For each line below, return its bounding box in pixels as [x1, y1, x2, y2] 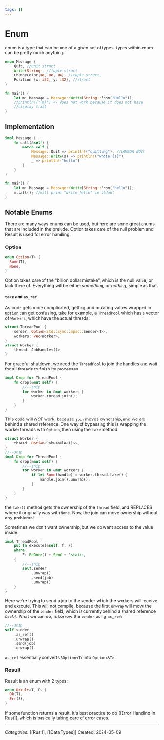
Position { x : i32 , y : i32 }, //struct [14, 77, 91, 82]
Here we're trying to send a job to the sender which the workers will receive [5, 598, 158, 604]
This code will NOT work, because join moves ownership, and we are [5, 416, 145, 422]
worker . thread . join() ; [31, 394, 78, 398]
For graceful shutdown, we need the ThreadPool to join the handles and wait [5, 361, 158, 367]
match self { [22, 145, 49, 149]
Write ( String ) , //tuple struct [14, 68, 78, 74]
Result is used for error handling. [5, 231, 71, 238]
